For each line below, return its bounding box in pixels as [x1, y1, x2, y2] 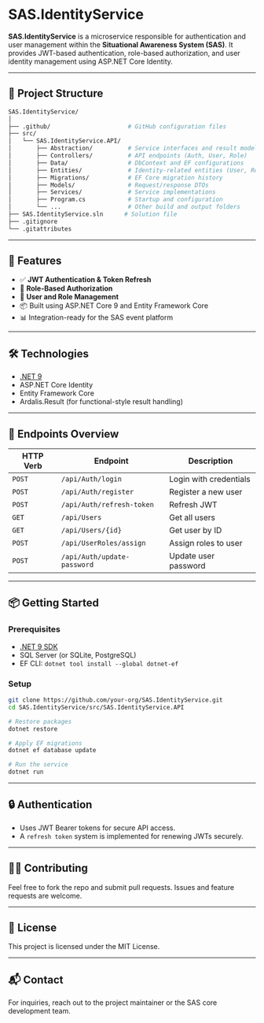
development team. [8, 1006, 71, 1016]
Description [188, 455, 233, 466]
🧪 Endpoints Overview [8, 427, 119, 440]
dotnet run [8, 768, 44, 777]
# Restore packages [8, 717, 72, 725]
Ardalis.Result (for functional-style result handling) [19, 397, 183, 406]
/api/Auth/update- [61, 553, 130, 562]
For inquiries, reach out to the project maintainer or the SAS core [8, 998, 218, 1007]
